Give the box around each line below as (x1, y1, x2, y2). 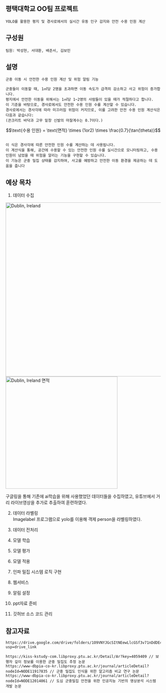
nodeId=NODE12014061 (5, 679, 48, 684)
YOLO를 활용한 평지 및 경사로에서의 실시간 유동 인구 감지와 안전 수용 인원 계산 (5, 19, 146, 24)
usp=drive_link (5, 645, 37, 649)
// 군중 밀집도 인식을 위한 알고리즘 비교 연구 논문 (49, 669, 139, 674)
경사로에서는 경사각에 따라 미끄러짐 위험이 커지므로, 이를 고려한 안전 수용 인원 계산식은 (5, 108, 161, 113)
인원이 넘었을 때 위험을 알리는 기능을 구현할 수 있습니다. (5, 153, 106, 158)
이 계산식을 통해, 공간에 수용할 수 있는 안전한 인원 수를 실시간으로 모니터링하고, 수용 (5, 148, 158, 153)
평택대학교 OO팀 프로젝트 (5, 4, 78, 13)
